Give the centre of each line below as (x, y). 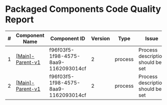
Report (19, 20)
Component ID (68, 38)
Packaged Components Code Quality (83, 9)
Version (101, 38)
